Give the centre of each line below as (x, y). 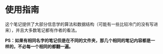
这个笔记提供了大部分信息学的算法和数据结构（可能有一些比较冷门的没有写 (79, 24)
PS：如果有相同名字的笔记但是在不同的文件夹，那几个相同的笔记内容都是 (78, 40)
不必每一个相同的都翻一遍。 (45, 46)
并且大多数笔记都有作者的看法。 (47, 30)
